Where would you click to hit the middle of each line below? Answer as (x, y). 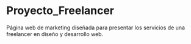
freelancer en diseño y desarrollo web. (55, 34)
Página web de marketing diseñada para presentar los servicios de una (95, 28)
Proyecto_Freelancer (60, 11)
